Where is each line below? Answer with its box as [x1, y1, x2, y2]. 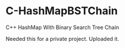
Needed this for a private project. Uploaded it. [5, 35, 120, 42]
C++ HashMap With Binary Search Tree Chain [5, 24, 120, 31]
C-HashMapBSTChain [5, 4, 118, 18]
